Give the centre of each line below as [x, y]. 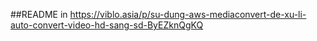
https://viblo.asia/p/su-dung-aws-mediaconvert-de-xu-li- [188, 14]
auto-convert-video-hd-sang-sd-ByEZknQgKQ [107, 25]
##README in [39, 14]
